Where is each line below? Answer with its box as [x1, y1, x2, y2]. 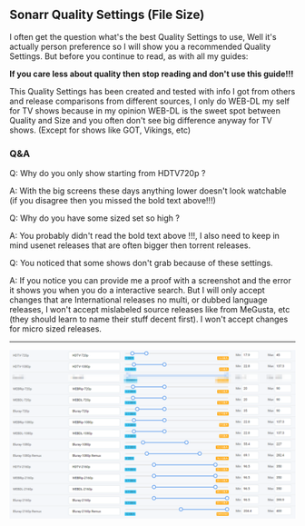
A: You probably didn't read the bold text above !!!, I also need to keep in [9, 231, 280, 242]
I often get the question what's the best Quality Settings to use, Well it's [9, 31, 277, 42]
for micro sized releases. [9, 323, 103, 334]
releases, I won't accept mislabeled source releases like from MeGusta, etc [9, 304, 290, 315]
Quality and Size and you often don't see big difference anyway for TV [9, 114, 272, 125]
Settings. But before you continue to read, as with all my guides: [9, 50, 249, 62]
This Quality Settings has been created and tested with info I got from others [9, 85, 296, 96]
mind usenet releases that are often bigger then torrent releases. [9, 240, 251, 251]
